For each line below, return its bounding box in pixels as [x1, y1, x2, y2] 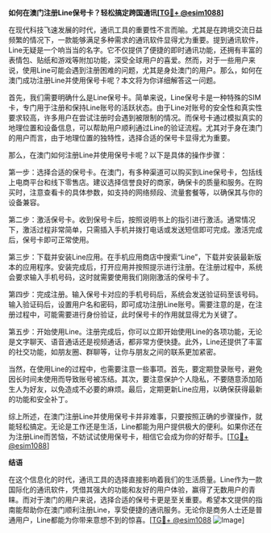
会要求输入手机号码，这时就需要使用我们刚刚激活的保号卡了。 [8, 272, 214, 282]
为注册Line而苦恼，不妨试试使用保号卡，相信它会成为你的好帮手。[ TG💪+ [8, 432, 249, 441]
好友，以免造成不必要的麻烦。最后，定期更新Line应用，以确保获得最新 [29, 384, 263, 394]
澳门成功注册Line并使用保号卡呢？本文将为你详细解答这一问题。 [8, 76, 220, 85]
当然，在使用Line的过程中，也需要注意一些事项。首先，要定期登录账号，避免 [8, 364, 263, 374]
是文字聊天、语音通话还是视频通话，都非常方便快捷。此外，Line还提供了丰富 [8, 337, 263, 346]
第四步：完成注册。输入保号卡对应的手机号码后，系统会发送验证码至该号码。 [8, 290, 263, 299]
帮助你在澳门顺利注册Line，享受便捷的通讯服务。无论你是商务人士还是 [22, 505, 256, 514]
